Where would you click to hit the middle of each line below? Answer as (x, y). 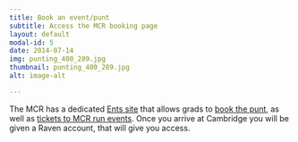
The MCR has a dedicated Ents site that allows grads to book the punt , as (145, 109)
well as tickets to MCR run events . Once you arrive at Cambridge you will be (149, 118)
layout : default (39, 34)
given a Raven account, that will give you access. (100, 128)
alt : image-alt (38, 76)
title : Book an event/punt (60, 17)
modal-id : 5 (31, 42)
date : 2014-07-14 (42, 51)
